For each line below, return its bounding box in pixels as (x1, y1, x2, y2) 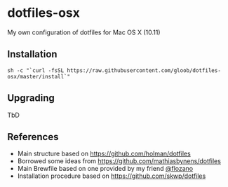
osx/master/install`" (7, 73, 71, 80)
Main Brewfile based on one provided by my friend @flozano (17, 165, 194, 173)
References (7, 131, 59, 143)
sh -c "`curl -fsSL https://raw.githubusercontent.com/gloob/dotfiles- (7, 67, 221, 74)
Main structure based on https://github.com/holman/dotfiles (17, 149, 191, 158)
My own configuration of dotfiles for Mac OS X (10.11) (7, 28, 161, 36)
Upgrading (7, 92, 55, 104)
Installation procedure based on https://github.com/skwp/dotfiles (17, 172, 206, 180)
